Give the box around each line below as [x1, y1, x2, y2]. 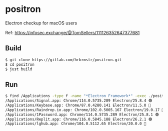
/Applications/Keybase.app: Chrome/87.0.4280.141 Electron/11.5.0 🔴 [5, 103, 151, 108]
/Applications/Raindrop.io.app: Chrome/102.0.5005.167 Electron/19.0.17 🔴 [5, 107, 164, 113]
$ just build [5, 66, 32, 72]
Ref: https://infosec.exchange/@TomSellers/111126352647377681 [5, 29, 140, 35]
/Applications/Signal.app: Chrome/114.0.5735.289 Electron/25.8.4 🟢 [5, 98, 152, 103]
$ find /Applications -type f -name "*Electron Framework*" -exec [5, 94, 146, 99]
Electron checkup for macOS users [5, 20, 77, 26]
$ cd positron [5, 62, 35, 67]
